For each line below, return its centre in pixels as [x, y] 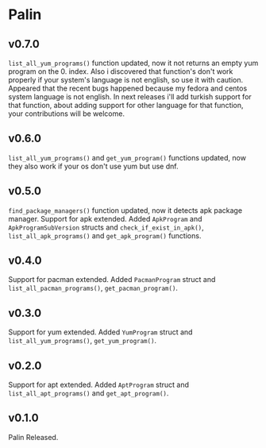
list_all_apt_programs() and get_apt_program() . [89, 393]
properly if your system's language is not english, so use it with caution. [126, 80]
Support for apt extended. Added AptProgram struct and [98, 385]
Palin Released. [33, 437]
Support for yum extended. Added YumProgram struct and [100, 332]
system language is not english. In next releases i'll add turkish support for [130, 97]
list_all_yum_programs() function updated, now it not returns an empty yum [133, 63]
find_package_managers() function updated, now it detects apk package [125, 210]
